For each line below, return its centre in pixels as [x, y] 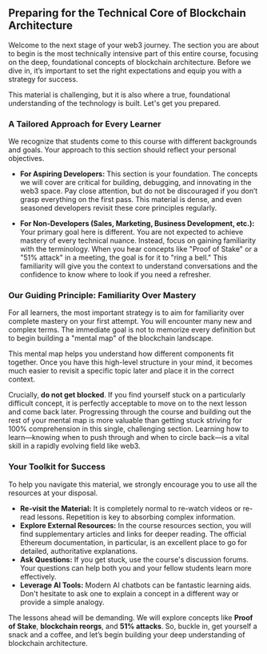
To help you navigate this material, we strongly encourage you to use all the [133, 484]
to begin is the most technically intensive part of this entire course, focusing [133, 53]
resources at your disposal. [53, 493]
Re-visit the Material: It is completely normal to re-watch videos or [130, 508]
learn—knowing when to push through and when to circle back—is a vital [129, 438]
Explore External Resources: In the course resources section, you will [135, 525]
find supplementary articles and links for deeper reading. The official [133, 534]
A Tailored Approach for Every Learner [85, 123]
